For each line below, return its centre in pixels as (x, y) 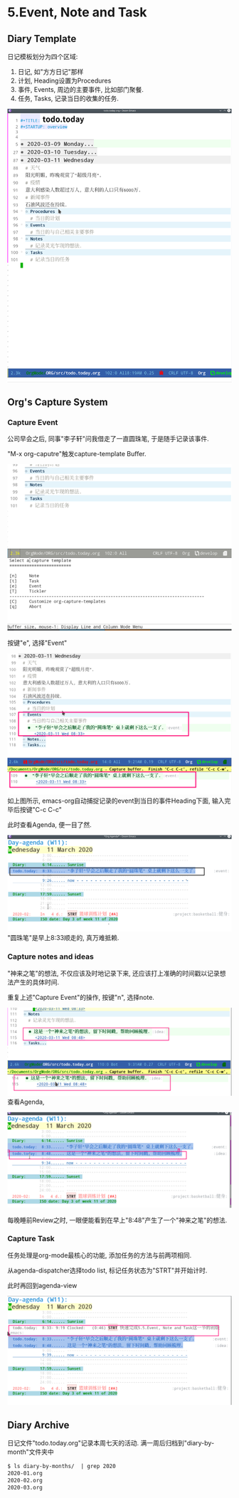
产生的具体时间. (36, 982)
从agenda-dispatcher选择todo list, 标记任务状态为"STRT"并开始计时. (107, 1270)
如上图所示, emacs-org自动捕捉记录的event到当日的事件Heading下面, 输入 (116, 801)
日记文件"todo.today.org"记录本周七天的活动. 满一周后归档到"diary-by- (111, 1443)
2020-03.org (25, 1488)
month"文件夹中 (31, 1452)
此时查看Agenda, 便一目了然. (50, 825)
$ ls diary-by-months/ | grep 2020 (62, 1467)
